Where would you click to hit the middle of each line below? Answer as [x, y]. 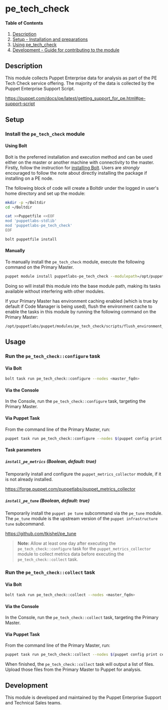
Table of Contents [24, 23]
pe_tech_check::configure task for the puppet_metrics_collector [84, 549]
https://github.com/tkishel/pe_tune [41, 534]
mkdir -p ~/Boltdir [25, 202]
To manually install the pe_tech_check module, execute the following [75, 262]
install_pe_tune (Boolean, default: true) [47, 501]
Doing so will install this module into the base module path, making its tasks [83, 286]
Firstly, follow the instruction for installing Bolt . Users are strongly [72, 167]
